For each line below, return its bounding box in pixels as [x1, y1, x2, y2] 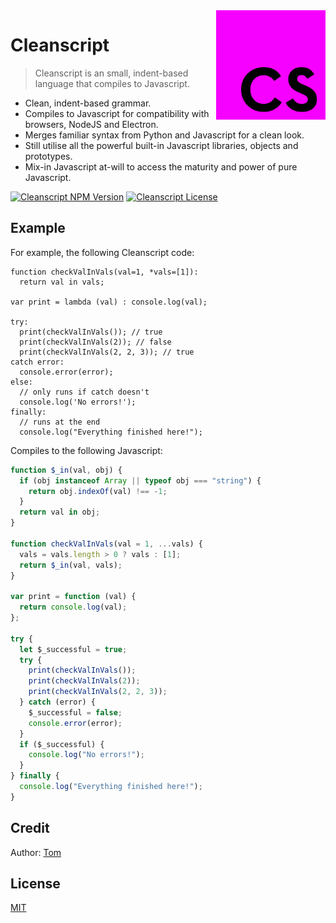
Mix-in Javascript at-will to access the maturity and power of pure [24, 160, 298, 173]
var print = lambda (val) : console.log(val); [10, 297, 208, 307]
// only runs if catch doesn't [19, 387, 150, 397]
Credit [10, 820, 50, 837]
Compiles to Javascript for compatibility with [24, 107, 210, 119]
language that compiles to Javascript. [34, 77, 190, 89]
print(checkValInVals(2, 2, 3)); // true [19, 347, 195, 357]
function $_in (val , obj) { [10, 465, 123, 475]
